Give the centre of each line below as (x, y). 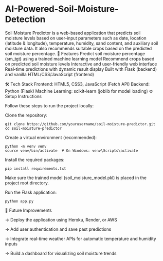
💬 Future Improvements (28, 210)
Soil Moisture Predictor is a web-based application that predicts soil (73, 33)
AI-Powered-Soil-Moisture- (62, 9)
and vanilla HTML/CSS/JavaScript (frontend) (50, 74)
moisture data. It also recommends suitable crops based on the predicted (79, 48)
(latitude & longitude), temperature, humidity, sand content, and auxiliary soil (81, 43)
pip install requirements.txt (36, 169)
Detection (25, 19)
